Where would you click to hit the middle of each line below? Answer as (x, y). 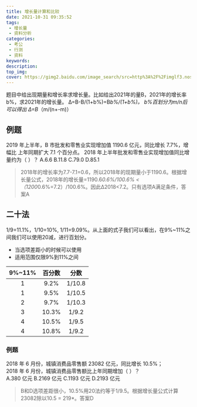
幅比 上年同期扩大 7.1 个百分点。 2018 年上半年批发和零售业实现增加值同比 (95, 152)
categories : (21, 39)
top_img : (17, 72)
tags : (13, 22)
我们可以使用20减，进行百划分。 (50, 237)
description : (22, 66)
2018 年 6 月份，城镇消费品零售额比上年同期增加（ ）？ (73, 371)
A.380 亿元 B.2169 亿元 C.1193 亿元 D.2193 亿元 (63, 378)
